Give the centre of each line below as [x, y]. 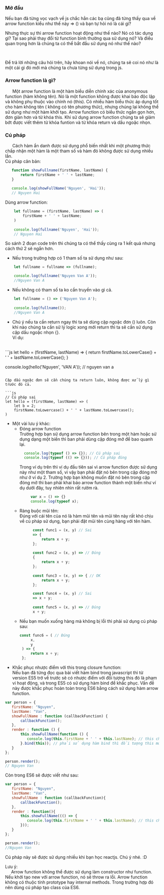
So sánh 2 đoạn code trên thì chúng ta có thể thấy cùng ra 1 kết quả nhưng [80, 243]
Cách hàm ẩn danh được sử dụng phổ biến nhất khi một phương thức [81, 145]
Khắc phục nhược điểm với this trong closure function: [67, 667]
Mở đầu [14, 8]
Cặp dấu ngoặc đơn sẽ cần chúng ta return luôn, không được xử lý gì [77, 380]
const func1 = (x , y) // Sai [62, 530]
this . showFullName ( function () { [54, 734]
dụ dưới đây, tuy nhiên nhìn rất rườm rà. [59, 488]
